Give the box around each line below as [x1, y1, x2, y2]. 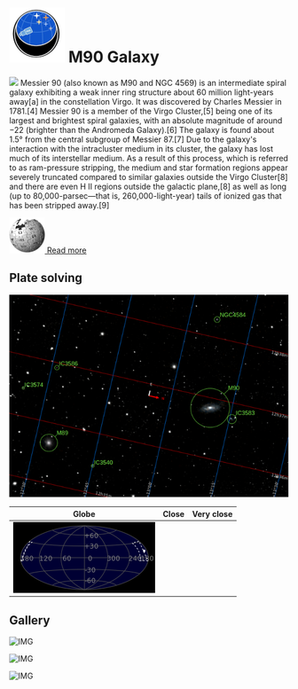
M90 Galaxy [67, 47, 160, 67]
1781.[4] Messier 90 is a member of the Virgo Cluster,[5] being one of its [9, 106, 273, 116]
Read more [46, 245, 87, 255]
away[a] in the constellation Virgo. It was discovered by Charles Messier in [9, 96, 282, 106]
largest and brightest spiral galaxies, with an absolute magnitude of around [9, 114, 283, 126]
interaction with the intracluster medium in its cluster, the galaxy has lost [9, 143, 273, 153]
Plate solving [9, 270, 82, 286]
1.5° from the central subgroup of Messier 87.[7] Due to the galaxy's [9, 134, 257, 145]
